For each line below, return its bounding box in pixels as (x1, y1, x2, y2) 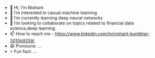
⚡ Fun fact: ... (9, 49, 37, 54)
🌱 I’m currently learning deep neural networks (9, 15, 103, 20)
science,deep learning (9, 25, 56, 31)
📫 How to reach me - (9, 31, 54, 37)
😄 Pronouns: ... (9, 43, 42, 49)
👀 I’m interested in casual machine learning (9, 10, 97, 16)
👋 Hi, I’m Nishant (9, 5, 44, 10)
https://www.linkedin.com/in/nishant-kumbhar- (55, 31, 150, 37)
